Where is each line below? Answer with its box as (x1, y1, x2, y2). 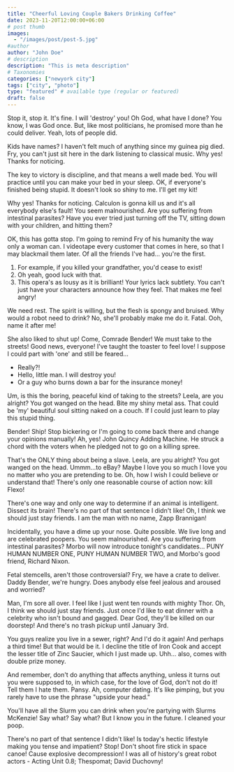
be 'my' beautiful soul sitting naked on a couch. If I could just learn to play (7, 407, 220, 414)
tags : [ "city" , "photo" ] (7, 82, 80, 89)
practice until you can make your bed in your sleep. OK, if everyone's (7, 178, 206, 186)
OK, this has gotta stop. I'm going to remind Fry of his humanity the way (7, 235, 214, 243)
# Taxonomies (7, 68, 45, 75)
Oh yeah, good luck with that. (17, 270, 103, 279)
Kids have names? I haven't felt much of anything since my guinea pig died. (7, 143, 225, 150)
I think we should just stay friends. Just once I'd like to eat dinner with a (7, 606, 214, 615)
